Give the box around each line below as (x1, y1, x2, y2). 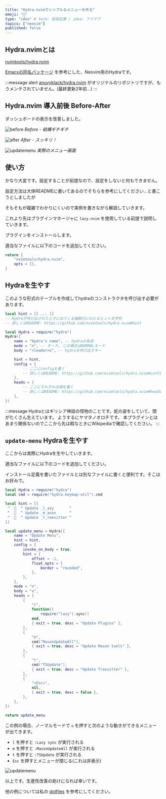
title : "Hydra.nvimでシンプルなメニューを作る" (5, 7, 95, 12)
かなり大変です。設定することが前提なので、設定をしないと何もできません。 (5, 177, 161, 184)
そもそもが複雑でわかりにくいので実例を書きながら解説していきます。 (5, 204, 147, 211)
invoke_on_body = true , (23, 547, 72, 552)
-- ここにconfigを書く (23, 366, 65, 371)
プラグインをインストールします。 (5, 232, 74, 238)
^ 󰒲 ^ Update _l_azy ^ (7, 506, 72, 511)
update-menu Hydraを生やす (5, 436, 89, 445)
